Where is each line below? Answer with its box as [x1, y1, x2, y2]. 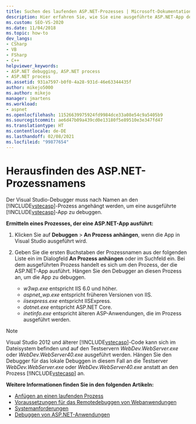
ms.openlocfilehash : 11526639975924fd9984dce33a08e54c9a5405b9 [6, 112, 163, 118]
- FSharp [6, 52, 27, 58]
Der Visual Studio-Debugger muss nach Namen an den [6, 196, 138, 203]
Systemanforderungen [14, 405, 69, 412]
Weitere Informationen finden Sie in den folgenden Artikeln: [6, 381, 154, 388]
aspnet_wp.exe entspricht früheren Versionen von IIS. [23, 291, 153, 298]
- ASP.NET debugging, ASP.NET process [6, 68, 100, 74]
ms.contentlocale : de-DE [6, 128, 66, 135]
